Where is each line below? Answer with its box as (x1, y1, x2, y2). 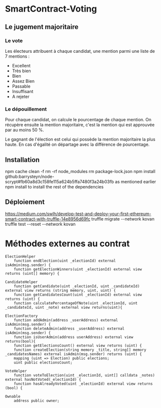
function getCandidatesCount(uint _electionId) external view (14, 292, 142, 297)
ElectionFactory (5, 314, 38, 318)
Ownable (5, 394, 21, 399)
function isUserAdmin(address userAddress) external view (14, 334, 133, 340)
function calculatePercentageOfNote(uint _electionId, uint (14, 300, 138, 306)
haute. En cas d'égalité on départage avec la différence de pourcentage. (5, 141, 150, 147)
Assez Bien (12, 78, 35, 84)
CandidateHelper (5, 280, 38, 284)
